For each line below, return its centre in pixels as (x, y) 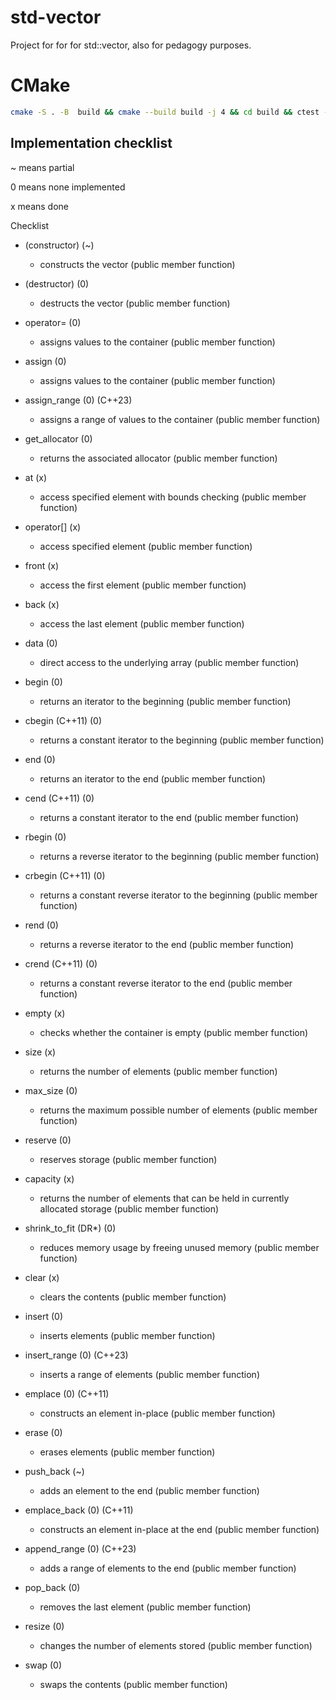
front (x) (42, 565)
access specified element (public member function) (146, 546)
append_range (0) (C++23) (80, 1548)
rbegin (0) (45, 837)
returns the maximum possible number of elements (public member (178, 1110)
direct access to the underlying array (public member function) (169, 662)
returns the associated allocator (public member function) (158, 458)
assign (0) (45, 361)
